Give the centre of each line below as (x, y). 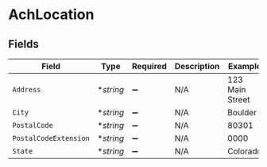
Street (239, 99)
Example (245, 66)
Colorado (245, 151)
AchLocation (51, 15)
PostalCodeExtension (51, 138)
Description (197, 66)
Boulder (242, 113)
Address (27, 89)
